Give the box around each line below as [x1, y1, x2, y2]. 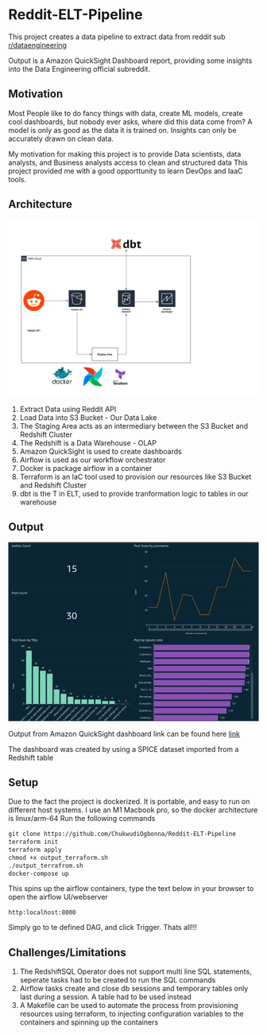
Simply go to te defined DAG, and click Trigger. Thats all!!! [8, 923, 197, 932]
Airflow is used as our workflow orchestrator [19, 455, 166, 465]
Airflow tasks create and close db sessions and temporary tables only [19, 984, 249, 994]
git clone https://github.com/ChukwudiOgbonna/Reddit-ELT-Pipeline [8, 830, 237, 839]
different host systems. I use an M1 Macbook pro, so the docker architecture [8, 805, 258, 815]
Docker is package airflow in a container [19, 463, 153, 473]
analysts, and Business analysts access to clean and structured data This [8, 158, 248, 167]
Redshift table [8, 753, 54, 762]
